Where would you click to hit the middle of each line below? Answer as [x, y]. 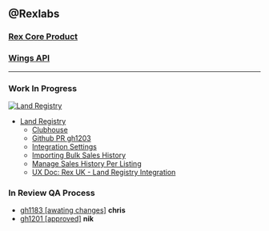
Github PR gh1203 [61, 138]
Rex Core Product [43, 37]
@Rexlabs [34, 14]
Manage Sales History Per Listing [86, 163]
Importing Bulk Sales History [79, 155]
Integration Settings [64, 146]
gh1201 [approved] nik [57, 219]
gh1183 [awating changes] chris [72, 210]
